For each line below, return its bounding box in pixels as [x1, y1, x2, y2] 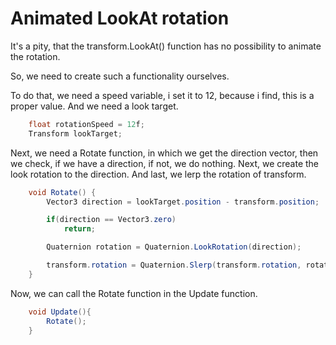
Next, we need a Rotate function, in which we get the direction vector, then [10, 147, 319, 159]
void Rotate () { [28, 187, 97, 197]
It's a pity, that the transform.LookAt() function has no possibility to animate [10, 40, 322, 52]
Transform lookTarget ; [28, 128, 123, 139]
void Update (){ [28, 307, 92, 317]
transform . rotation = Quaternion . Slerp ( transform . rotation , [46, 260, 302, 271]
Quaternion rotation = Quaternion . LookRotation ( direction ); [46, 242, 302, 252]
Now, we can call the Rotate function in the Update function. [10, 287, 258, 299]
